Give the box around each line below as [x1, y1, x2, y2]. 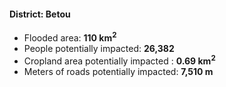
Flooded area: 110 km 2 [23, 30, 117, 44]
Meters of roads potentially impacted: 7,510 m [23, 65, 214, 77]
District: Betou [9, 8, 71, 20]
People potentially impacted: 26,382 [23, 42, 175, 54]
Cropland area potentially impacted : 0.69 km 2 [23, 53, 216, 67]
